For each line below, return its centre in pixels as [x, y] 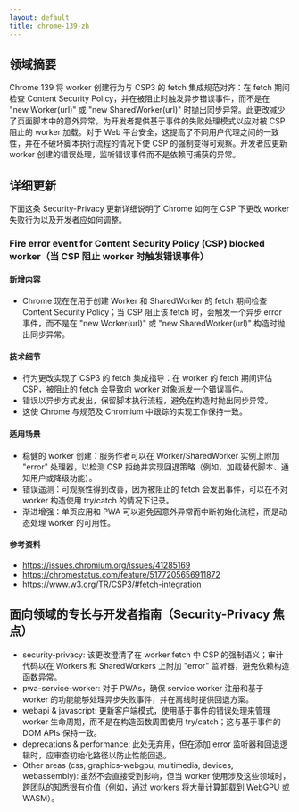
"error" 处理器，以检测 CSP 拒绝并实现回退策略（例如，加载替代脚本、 [152, 467]
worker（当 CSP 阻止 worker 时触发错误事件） [109, 257]
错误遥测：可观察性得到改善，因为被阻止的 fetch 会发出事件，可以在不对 [155, 489]
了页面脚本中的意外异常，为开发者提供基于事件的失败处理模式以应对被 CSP [147, 121]
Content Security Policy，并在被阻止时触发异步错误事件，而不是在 [148, 98]
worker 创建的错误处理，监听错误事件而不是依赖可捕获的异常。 [125, 155]
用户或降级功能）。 [63, 478]
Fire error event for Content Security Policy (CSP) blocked [137, 244]
